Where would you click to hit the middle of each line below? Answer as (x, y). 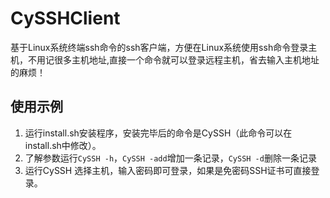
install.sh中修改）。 (63, 145)
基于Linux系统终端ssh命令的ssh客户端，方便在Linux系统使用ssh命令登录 (159, 47)
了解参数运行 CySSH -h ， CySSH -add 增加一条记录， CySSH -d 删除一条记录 (170, 158)
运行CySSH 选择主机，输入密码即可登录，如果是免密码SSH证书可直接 (168, 170)
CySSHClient (65, 18)
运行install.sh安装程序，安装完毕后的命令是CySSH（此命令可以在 (158, 133)
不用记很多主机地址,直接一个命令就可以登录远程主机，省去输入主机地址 (173, 59)
